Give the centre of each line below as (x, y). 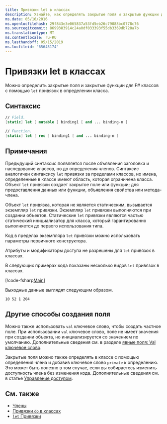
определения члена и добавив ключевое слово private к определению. (82, 362)
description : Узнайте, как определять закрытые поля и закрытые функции (82, 14)
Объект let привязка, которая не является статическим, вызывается (79, 205)
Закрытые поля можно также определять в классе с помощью (72, 357)
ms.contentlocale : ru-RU (31, 38)
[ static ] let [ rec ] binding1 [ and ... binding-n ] (62, 136)
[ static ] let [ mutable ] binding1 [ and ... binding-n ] (66, 122)
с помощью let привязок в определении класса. (57, 91)
